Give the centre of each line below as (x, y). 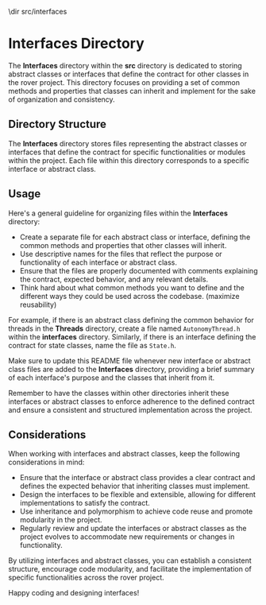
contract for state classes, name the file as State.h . (93, 345)
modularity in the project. (61, 520)
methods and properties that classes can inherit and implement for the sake (132, 91)
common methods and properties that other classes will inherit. (123, 245)
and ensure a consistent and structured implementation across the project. (130, 409)
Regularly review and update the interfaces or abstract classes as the (133, 529)
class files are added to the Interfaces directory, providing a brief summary (131, 369)
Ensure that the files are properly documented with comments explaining (139, 270)
